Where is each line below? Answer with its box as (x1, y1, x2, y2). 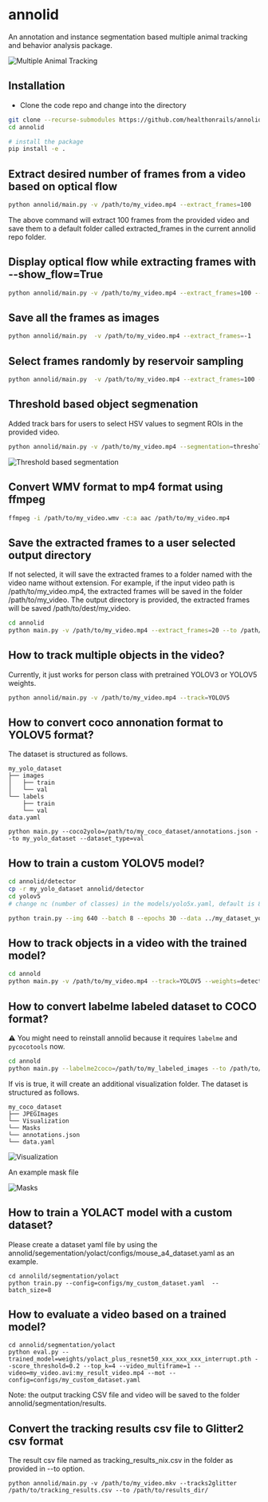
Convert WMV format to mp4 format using (8, 481, 223, 494)
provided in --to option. (8, 1464, 85, 1474)
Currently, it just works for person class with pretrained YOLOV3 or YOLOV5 (8, 669, 258, 680)
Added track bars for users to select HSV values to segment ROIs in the (8, 418, 243, 428)
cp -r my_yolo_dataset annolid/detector (8, 885, 145, 894)
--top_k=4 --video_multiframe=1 (83, 1362, 191, 1370)
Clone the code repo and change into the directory (19, 100, 187, 109)
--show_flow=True (8, 268, 104, 281)
